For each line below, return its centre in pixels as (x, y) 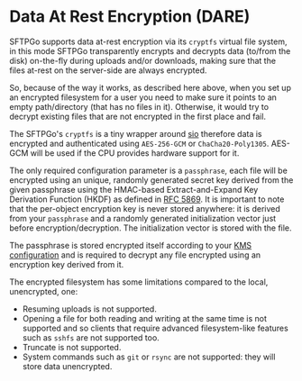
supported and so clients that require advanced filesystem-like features (155, 328)
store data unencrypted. (67, 366)
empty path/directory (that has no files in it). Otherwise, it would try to (139, 106)
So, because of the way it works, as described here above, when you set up (150, 87)
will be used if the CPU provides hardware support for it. (135, 153)
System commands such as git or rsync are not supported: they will (149, 357)
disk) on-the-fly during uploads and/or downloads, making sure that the (143, 60)
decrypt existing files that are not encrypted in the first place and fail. (138, 116)
